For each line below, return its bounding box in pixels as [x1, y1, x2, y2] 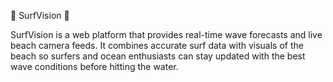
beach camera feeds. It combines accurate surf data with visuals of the [10, 40, 304, 51]
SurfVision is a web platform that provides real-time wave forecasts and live [10, 29, 323, 40]
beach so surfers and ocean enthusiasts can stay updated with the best [10, 50, 306, 62]
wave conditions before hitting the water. [10, 61, 179, 72]
